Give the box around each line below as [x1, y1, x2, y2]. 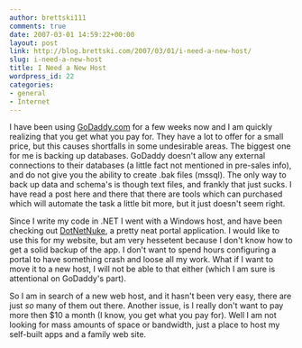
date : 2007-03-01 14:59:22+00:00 [9, 30, 135, 39]
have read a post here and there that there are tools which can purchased [9, 188, 283, 199]
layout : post [9, 38, 59, 48]
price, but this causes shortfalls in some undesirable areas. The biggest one [9, 141, 291, 151]
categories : [9, 80, 54, 89]
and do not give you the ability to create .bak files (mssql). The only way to [9, 169, 287, 180]
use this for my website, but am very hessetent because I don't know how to [9, 235, 293, 246]
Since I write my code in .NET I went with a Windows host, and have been [9, 215, 283, 226]
